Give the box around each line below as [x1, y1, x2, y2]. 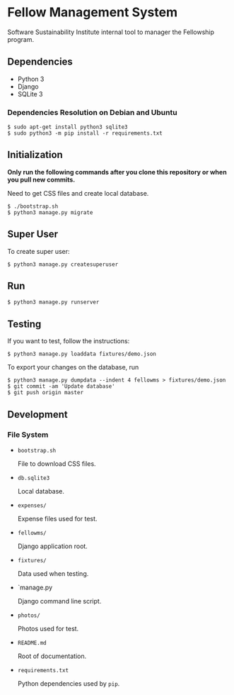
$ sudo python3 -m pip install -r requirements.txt [7, 130, 163, 137]
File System [7, 430, 49, 440]
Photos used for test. [17, 624, 79, 633]
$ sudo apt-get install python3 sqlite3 [7, 123, 129, 131]
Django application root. [17, 542, 88, 550]
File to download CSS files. [17, 459, 97, 468]
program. [7, 35, 35, 43]
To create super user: [7, 247, 70, 255]
